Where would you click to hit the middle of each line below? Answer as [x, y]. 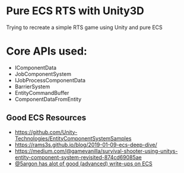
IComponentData [36, 68]
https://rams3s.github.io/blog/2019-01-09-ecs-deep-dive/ [86, 145]
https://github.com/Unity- [46, 132]
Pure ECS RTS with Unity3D [75, 11]
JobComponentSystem [43, 74]
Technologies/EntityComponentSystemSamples [73, 138]
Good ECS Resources [46, 118]
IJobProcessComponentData [50, 80]
